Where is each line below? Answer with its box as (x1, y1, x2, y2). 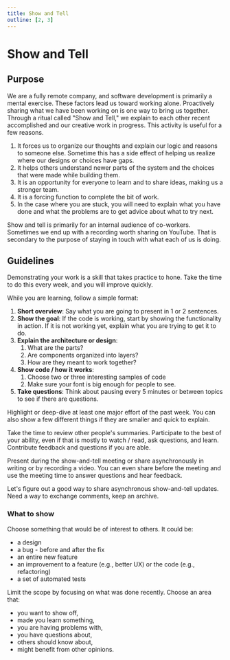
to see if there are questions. (16, 395, 99, 403)
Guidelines (7, 255, 54, 267)
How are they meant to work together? (27, 358, 137, 366)
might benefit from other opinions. (16, 645, 115, 653)
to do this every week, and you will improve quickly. (7, 280, 153, 289)
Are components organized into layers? (27, 351, 139, 360)
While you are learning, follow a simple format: (7, 294, 139, 302)
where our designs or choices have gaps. (16, 156, 135, 164)
